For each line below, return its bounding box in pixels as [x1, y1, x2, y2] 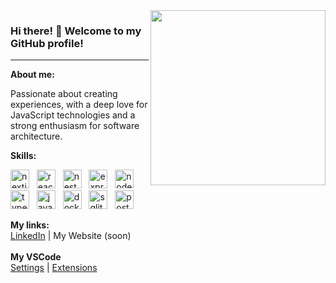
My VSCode [10, 251, 62, 263]
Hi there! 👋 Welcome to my [10, 24, 142, 38]
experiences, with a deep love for [10, 99, 148, 111]
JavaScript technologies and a [10, 109, 136, 121]
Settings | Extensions [10, 262, 98, 274]
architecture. [10, 130, 63, 143]
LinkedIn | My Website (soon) [10, 230, 132, 242]
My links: [10, 219, 50, 231]
